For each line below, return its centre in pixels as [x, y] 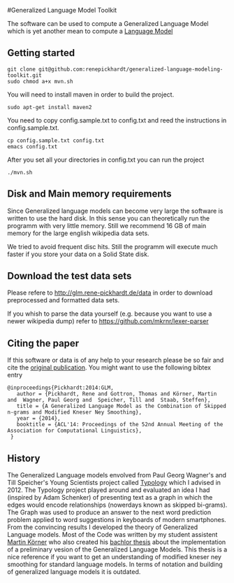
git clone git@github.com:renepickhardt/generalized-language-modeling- [115, 69]
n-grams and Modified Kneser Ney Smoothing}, [74, 412]
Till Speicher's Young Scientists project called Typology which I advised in [114, 483]
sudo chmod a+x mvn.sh [40, 81]
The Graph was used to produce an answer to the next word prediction [109, 512]
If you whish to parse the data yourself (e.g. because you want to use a [110, 314]
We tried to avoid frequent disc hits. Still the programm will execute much [112, 246]
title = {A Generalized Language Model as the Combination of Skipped [122, 406]
